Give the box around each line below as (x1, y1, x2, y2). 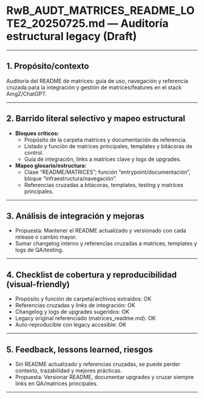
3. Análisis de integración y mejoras (6, 211, 144, 221)
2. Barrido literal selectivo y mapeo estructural (6, 114, 185, 124)
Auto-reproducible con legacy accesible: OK (15, 321, 126, 329)
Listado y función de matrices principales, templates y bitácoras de (24, 142, 192, 149)
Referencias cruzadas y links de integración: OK (15, 302, 135, 309)
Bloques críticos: (15, 129, 59, 137)
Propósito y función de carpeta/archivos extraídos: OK (15, 295, 152, 302)
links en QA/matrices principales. (15, 380, 98, 387)
